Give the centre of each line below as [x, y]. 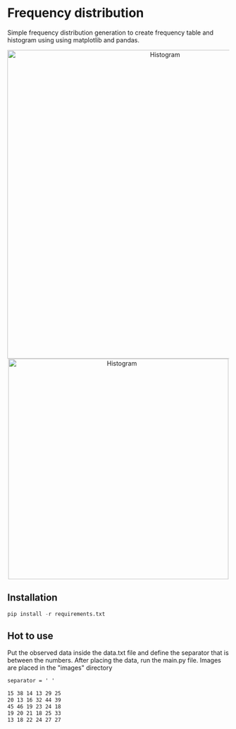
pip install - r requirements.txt [56, 614]
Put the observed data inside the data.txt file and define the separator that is [118, 653]
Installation [32, 598]
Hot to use [30, 636]
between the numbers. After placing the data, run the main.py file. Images [114, 661]
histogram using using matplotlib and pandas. [73, 40]
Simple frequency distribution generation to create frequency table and [110, 32]
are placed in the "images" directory [60, 668]
